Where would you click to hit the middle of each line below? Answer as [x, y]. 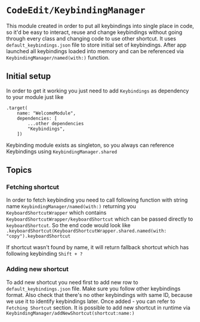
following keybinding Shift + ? [44, 254]
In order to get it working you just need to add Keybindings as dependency [98, 91]
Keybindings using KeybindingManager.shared [62, 151]
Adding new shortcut [37, 269]
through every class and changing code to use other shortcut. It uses [91, 38]
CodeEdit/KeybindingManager [76, 10]
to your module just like [35, 97]
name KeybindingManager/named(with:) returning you [71, 206]
